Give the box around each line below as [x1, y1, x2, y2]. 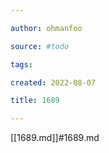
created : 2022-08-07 [10, 77, 97, 88]
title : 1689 [10, 96, 60, 106]
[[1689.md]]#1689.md [10, 132, 100, 144]
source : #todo [10, 41, 70, 51]
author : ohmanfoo [10, 23, 83, 33]
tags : [10, 59, 33, 70]
